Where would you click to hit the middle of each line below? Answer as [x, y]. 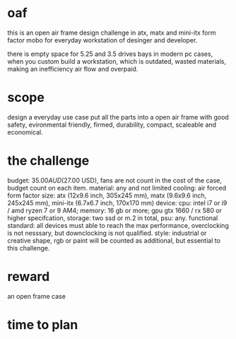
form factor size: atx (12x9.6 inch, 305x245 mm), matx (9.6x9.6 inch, [107, 195]
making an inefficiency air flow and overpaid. [73, 69]
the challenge [48, 161]
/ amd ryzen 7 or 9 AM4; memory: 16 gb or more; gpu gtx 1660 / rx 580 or [115, 210]
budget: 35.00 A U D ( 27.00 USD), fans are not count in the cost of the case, [115, 180]
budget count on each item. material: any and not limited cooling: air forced [117, 188]
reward [29, 277]
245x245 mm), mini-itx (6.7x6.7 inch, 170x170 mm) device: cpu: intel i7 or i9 [117, 202]
